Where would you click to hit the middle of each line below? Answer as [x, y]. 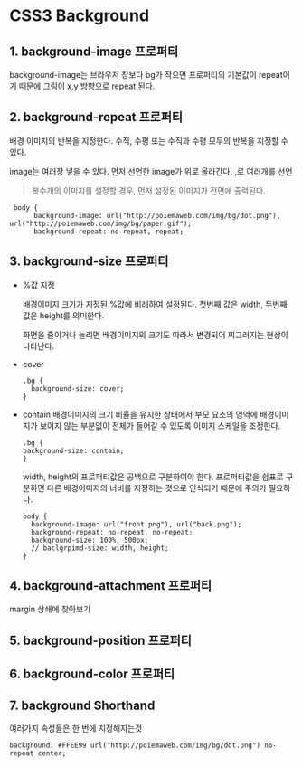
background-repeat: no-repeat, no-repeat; [112, 532]
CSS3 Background [80, 16]
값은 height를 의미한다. [63, 315]
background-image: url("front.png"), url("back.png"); [137, 524]
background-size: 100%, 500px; [90, 540]
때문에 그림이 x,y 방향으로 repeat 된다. [87, 86]
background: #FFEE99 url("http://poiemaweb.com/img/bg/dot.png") [135, 746]
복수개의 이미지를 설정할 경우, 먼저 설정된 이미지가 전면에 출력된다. [148, 190]
